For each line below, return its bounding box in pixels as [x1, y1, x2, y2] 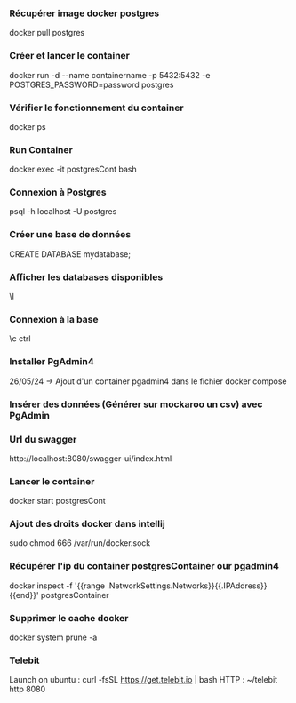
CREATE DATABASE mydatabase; [9, 248, 132, 260]
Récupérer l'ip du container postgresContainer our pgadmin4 [9, 560, 280, 572]
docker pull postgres [9, 28, 85, 38]
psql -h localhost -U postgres [9, 206, 117, 217]
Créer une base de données [9, 228, 132, 241]
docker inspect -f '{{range [9, 580, 105, 591]
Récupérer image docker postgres [9, 7, 160, 20]
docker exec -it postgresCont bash [9, 164, 137, 175]
